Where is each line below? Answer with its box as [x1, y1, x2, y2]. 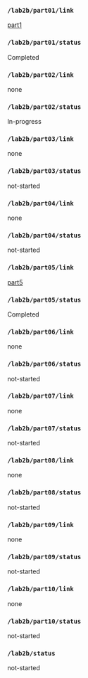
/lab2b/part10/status [7, 617, 82, 625]
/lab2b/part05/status [7, 295, 82, 304]
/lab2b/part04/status [7, 231, 82, 239]
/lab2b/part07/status [7, 424, 82, 433]
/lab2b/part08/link [7, 457, 74, 465]
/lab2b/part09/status [7, 553, 82, 561]
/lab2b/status [7, 649, 56, 657]
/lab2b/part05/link [7, 263, 74, 272]
